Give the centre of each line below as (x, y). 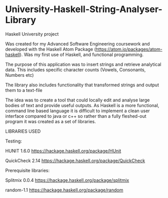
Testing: (14, 141)
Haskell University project (32, 34)
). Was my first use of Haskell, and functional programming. (81, 55)
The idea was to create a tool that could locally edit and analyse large (78, 100)
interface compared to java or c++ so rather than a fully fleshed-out (76, 116)
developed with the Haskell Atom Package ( (51, 49)
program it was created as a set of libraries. (51, 121)
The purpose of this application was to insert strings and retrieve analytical (83, 64)
